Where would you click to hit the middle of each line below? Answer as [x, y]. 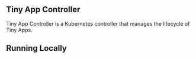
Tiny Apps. [19, 30]
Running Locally [36, 48]
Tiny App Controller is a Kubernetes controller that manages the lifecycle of [98, 23]
